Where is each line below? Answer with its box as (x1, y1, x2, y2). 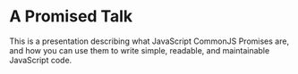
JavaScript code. (9, 54, 72, 65)
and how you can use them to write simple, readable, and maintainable (9, 45, 270, 55)
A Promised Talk (9, 6, 133, 27)
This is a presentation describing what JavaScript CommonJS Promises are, (9, 36, 289, 46)
